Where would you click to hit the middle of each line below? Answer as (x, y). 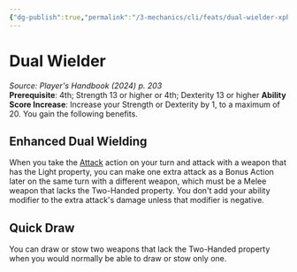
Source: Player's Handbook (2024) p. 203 (86, 86)
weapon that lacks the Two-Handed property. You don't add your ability (140, 191)
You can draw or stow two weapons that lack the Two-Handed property (140, 249)
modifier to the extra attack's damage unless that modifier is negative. (137, 200)
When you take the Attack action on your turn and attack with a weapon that (148, 162)
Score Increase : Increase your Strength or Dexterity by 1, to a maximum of (145, 104)
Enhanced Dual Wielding (78, 141)
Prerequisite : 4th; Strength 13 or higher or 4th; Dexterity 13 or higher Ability (148, 94)
